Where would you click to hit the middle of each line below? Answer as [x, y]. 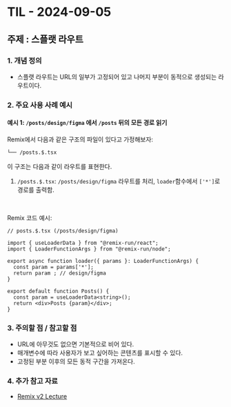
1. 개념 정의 [24, 61]
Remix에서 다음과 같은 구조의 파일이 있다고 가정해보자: [80, 139]
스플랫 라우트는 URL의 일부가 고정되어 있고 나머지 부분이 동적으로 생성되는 [117, 77]
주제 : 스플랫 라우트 [46, 39]
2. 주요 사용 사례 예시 [40, 105]
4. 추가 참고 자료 [33, 381]
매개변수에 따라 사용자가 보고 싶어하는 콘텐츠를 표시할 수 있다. [100, 353]
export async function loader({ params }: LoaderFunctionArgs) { [103, 261]
